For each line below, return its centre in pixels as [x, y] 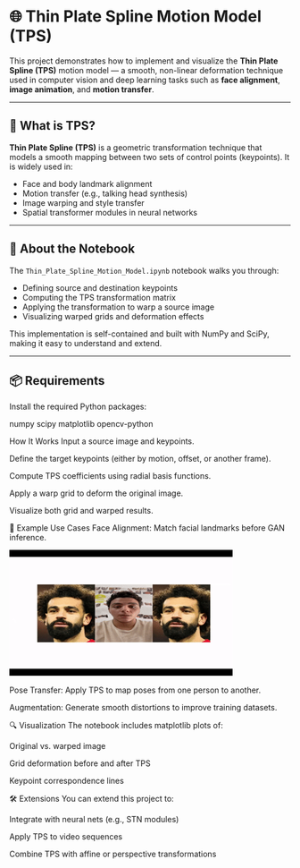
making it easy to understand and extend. [86, 343]
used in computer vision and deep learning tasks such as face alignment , [145, 80]
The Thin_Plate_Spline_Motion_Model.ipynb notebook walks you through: [144, 270]
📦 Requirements [57, 381]
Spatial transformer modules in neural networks [110, 212]
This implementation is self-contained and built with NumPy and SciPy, [139, 334]
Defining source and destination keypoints [100, 287]
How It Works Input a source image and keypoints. [102, 441]
